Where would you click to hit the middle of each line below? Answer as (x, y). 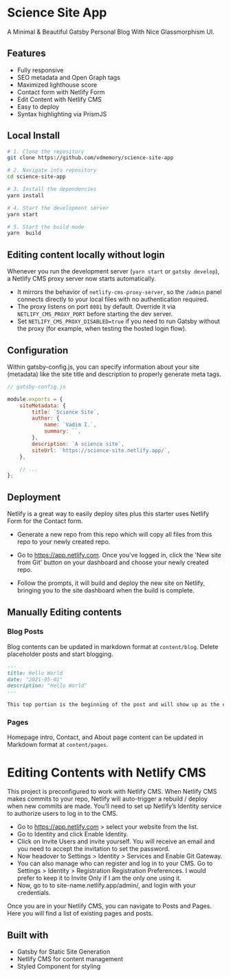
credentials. (34, 893)
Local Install (34, 136)
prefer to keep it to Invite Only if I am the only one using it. (99, 878)
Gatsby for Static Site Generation (64, 952)
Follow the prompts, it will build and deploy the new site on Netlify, (111, 583)
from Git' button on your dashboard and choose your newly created (113, 562)
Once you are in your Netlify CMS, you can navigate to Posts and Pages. (109, 906)
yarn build (24, 233)
